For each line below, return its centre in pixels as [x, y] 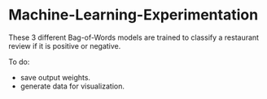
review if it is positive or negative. [65, 45]
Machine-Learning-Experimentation [133, 15]
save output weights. [55, 77]
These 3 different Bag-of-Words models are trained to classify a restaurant [133, 37]
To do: [19, 62]
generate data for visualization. [72, 86]
